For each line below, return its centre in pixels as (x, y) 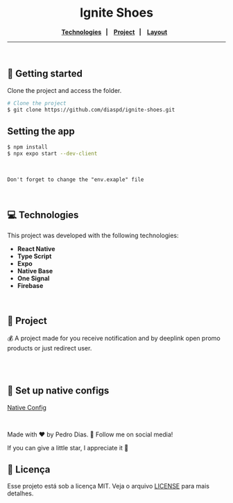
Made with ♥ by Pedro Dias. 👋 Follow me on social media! (90, 434)
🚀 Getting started (45, 74)
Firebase (30, 285)
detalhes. (20, 493)
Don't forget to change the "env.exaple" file (76, 180)
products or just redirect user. (50, 348)
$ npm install (28, 147)
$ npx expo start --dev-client (52, 154)
